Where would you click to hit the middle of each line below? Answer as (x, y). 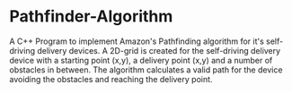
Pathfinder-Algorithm (91, 17)
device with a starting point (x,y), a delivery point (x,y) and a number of (141, 60)
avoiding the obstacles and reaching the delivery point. (111, 79)
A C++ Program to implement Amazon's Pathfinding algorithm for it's (137, 41)
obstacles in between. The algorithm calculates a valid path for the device (146, 70)
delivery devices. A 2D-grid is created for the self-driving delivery (159, 50)
